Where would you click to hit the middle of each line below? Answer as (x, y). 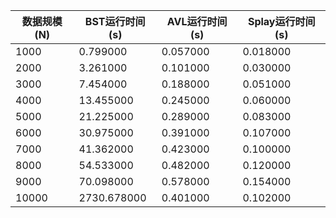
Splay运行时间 (281, 21)
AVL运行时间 (197, 21)
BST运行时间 (115, 21)
